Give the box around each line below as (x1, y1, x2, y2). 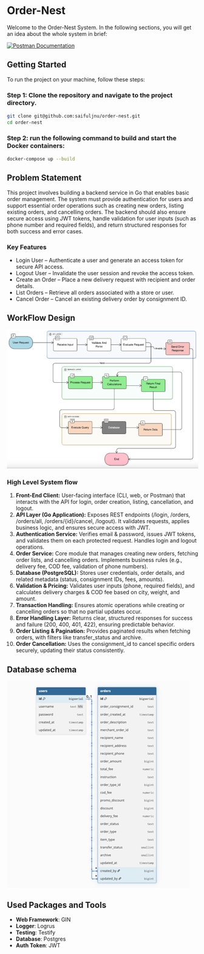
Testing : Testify (15, 929, 56, 936)
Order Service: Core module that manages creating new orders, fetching (15, 550, 199, 557)
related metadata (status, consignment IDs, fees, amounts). (15, 575, 165, 583)
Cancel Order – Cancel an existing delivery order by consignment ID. (15, 295, 188, 303)
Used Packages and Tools (7, 900, 107, 910)
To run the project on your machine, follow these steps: (7, 75, 145, 83)
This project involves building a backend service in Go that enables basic (7, 189, 190, 196)
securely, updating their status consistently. (15, 647, 125, 654)
